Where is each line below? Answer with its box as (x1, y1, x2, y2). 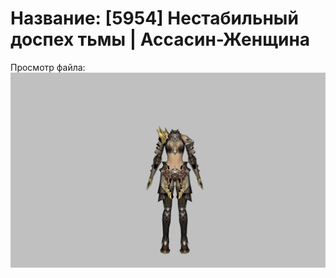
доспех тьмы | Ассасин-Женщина (10, 28, 311, 51)
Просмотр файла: (10, 61, 86, 73)
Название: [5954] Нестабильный (10, 7, 299, 30)
